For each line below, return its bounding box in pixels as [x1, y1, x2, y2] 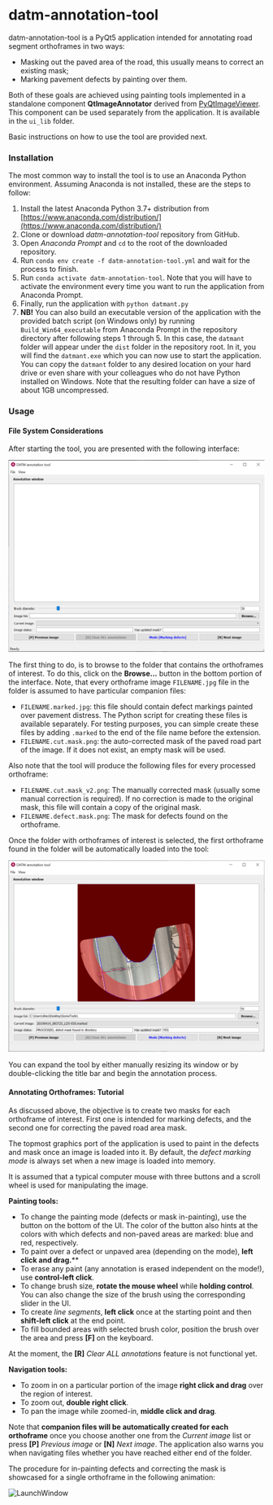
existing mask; [19, 65, 69, 75]
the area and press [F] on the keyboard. [19, 1332, 154, 1342]
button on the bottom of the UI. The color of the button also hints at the [19, 1220, 258, 1230]
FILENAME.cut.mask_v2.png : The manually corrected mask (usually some [19, 785, 261, 794]
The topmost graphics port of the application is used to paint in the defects [8, 1138, 260, 1148]
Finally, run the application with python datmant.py [19, 299, 189, 308]
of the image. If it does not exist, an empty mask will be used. [19, 745, 226, 755]
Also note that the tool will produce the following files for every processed [8, 760, 256, 770]
